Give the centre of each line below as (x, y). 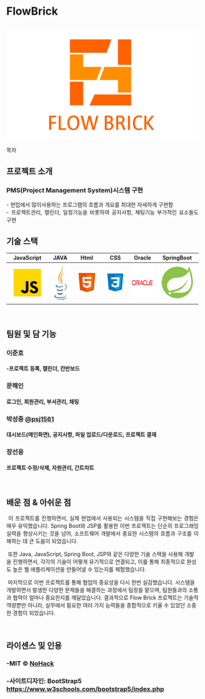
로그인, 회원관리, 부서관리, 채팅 (43, 401)
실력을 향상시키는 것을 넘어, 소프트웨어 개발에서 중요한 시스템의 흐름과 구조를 (99, 533)
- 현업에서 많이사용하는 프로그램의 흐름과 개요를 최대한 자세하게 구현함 (90, 205)
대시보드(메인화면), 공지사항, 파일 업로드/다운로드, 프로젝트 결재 (81, 434)
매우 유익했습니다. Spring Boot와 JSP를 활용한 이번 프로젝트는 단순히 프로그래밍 (103, 526)
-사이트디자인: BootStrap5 (44, 681)
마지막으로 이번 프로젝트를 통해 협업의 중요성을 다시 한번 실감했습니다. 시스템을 (101, 582)
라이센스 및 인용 (34, 646)
